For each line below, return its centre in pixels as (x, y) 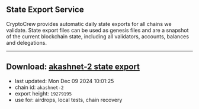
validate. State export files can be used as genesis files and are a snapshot (97, 30)
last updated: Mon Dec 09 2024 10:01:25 (64, 81)
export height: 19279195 (43, 93)
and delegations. (27, 42)
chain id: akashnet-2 (39, 87)
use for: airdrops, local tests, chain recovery (68, 100)
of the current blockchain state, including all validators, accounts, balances (98, 36)
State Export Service (45, 10)
